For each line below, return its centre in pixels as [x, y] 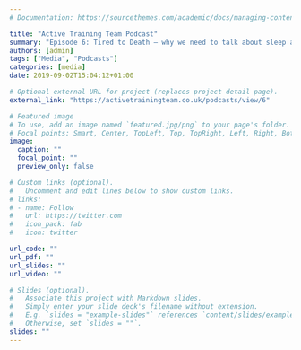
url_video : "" [36, 274]
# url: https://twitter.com [66, 216]
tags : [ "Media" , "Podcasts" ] [64, 59]
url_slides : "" [38, 266]
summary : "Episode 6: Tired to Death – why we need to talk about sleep [148, 42]
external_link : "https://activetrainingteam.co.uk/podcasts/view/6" [140, 100]
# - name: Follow [42, 207]
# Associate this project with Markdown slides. [106, 298]
